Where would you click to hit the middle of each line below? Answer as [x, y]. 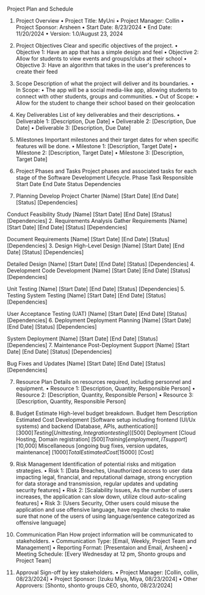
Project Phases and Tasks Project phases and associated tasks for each [106, 171]
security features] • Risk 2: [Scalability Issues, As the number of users [104, 490]
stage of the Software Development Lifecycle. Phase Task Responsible [105, 178]
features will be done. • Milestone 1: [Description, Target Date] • [96, 146]
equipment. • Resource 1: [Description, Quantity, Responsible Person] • [106, 388]
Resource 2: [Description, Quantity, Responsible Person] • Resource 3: [105, 395]
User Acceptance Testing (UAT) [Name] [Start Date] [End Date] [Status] [97, 314]
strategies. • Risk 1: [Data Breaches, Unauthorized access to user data [104, 470]
